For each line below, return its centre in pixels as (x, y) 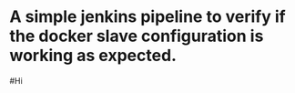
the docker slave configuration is (137, 36)
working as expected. (93, 56)
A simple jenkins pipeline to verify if (147, 17)
